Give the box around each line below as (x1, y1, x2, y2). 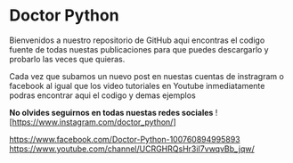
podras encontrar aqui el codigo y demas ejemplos (9, 90, 196, 101)
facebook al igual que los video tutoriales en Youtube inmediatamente (9, 80, 265, 91)
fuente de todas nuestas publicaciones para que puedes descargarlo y (9, 44, 269, 54)
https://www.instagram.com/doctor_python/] (12, 117, 176, 127)
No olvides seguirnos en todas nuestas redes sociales (9, 107, 214, 118)
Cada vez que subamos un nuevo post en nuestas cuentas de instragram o (9, 70, 285, 81)
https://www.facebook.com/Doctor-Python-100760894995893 (9, 134, 240, 144)
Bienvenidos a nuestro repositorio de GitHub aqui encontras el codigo (9, 35, 265, 45)
